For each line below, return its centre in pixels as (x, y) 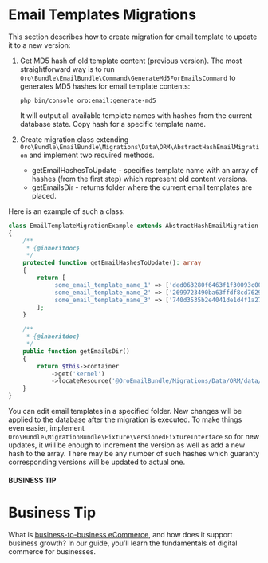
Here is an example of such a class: (67, 211)
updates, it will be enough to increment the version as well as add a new (127, 445)
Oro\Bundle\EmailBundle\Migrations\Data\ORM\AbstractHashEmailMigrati (140, 147)
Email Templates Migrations (102, 15)
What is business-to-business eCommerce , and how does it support (120, 534)
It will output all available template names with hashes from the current (136, 115)
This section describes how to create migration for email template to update (133, 37)
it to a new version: (39, 45)
